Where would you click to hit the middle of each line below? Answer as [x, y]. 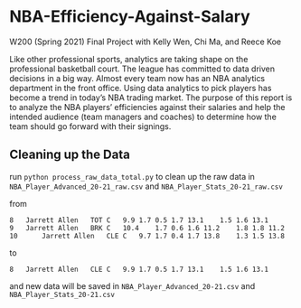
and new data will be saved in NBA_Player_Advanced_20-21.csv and [132, 285]
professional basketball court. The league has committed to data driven [142, 69]
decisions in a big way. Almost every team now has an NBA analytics [137, 78]
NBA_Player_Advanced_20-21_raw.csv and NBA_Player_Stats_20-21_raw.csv [146, 186]
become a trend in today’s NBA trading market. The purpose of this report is [151, 98]
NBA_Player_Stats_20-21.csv [62, 294]
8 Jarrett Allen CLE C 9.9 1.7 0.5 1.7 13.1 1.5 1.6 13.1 [139, 269]
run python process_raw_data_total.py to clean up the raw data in [132, 176]
